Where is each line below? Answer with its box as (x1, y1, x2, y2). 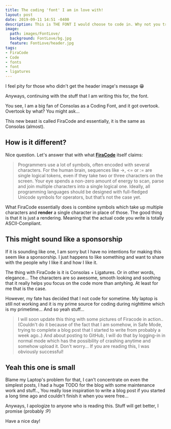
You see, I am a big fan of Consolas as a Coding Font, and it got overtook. (5, 103, 160, 109)
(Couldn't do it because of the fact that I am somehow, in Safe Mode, (17, 321, 163, 328)
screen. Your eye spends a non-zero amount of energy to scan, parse (17, 178, 164, 184)
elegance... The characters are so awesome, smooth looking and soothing (5, 275, 161, 281)
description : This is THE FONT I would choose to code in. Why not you (5, 21, 160, 27)
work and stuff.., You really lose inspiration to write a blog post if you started (5, 388, 165, 394)
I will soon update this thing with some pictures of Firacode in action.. (17, 316, 164, 322)
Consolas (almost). (5, 123, 45, 129)
